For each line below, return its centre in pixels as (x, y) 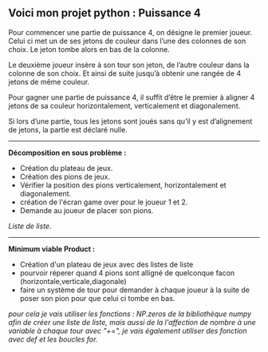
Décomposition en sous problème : (67, 152)
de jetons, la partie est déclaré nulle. (68, 129)
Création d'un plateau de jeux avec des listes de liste (106, 264)
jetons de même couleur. (49, 81)
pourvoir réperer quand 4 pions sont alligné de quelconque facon (127, 273)
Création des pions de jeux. (65, 176)
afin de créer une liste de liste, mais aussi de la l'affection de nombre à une (132, 322)
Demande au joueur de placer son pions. (87, 210)
